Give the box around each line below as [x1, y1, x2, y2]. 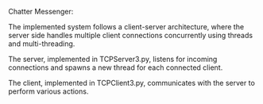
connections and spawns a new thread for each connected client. [8, 63, 223, 72]
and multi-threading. [8, 39, 75, 48]
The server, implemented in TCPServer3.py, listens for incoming [8, 55, 218, 64]
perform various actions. [8, 87, 89, 96]
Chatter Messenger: [8, 7, 74, 16]
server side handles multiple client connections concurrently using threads [8, 31, 253, 40]
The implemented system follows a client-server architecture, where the [8, 22, 245, 31]
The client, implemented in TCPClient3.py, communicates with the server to [8, 79, 256, 87]
